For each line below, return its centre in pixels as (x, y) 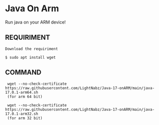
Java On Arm (32, 9)
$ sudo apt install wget (30, 57)
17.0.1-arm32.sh (22, 114)
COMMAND (23, 72)
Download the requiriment (31, 49)
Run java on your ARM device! (36, 22)
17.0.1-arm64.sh (22, 92)
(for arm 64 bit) (25, 97)
